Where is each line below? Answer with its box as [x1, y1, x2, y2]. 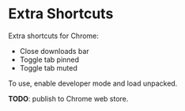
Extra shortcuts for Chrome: [8, 31, 99, 40]
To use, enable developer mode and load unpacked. [8, 78, 178, 88]
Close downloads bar [19, 46, 89, 55]
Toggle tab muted [19, 63, 77, 72]
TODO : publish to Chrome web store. [8, 94, 129, 103]
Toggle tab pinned [19, 55, 80, 64]
